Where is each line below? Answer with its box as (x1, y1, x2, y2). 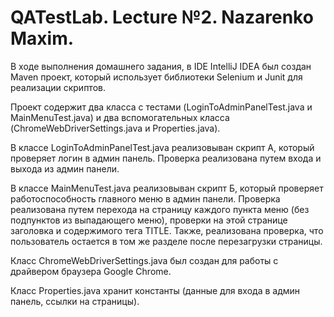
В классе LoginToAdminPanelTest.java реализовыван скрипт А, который (10, 141, 315, 153)
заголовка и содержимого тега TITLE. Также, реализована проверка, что (10, 224, 324, 236)
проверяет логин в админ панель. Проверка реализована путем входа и (10, 152, 322, 164)
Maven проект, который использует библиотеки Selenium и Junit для (10, 71, 303, 83)
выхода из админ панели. (10, 162, 120, 175)
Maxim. (10, 27, 75, 50)
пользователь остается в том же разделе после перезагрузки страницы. (10, 235, 323, 247)
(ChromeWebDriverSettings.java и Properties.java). (10, 122, 221, 134)
